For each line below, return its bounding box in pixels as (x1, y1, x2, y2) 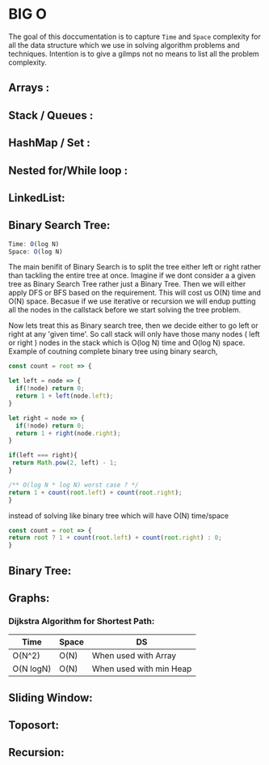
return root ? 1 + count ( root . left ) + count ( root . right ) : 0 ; (8, 533, 222, 542)
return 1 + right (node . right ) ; (15, 429, 121, 437)
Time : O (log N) (8, 240, 60, 248)
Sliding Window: (8, 691, 93, 704)
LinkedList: (8, 191, 66, 205)
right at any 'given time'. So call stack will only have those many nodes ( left (8, 329, 260, 339)
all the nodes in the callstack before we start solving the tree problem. (8, 305, 241, 315)
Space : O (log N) (8, 248, 63, 256)
